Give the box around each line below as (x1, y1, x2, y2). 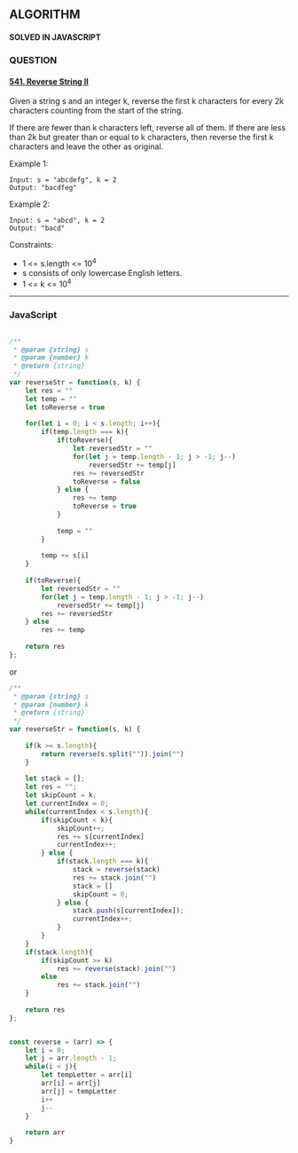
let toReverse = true (25, 403, 105, 412)
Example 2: (9, 199, 51, 209)
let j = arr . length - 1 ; (25, 1054, 117, 1063)
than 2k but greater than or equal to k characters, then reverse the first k (9, 132, 274, 143)
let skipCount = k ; (25, 791, 98, 800)
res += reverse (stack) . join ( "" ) (56, 964, 176, 973)
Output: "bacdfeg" (9, 184, 77, 193)
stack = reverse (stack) (72, 865, 161, 874)
